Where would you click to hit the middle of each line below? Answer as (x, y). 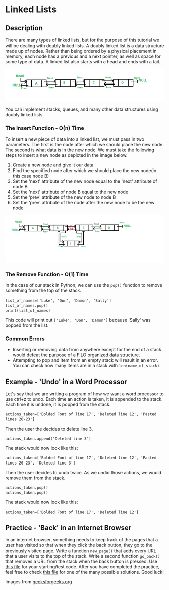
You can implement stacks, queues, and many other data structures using (82, 109)
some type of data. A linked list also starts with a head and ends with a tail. (83, 61)
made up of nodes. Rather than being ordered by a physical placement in (81, 51)
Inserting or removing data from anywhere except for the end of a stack (87, 350)
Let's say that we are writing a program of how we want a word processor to (84, 394)
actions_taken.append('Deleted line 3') (48, 439)
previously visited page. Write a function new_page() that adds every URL (81, 551)
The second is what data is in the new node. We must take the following (80, 150)
